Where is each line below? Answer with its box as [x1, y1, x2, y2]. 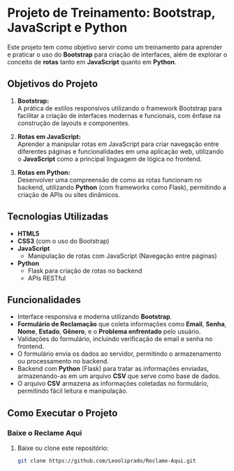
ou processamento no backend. [17, 357, 110, 365]
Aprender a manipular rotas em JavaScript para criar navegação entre [17, 140, 219, 148]
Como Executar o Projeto [7, 407, 118, 419]
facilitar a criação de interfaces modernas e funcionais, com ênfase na [17, 111, 221, 119]
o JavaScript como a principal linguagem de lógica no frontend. [17, 154, 203, 163]
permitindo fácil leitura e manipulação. [17, 386, 128, 396]
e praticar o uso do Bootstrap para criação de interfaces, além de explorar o [7, 50, 228, 59]
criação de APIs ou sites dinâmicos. [17, 190, 121, 198]
